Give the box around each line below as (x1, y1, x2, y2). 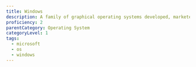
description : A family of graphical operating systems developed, (6, 14, 171, 20)
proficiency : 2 (6, 19, 43, 25)
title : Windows (6, 8, 43, 15)
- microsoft (11, 41, 41, 47)
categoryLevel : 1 (6, 30, 48, 36)
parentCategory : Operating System (6, 24, 90, 31)
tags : (6, 36, 19, 41)
